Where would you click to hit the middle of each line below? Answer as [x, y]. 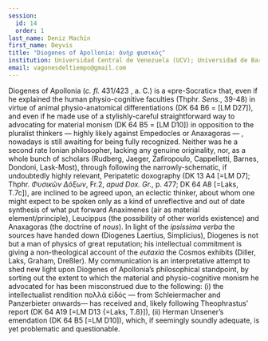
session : [23, 16]
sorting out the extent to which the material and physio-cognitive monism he [134, 278]
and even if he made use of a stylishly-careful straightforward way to [122, 116]
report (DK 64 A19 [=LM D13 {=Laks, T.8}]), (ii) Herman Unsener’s [116, 311]
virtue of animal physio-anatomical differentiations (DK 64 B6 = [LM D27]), [131, 107]
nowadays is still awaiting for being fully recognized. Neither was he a [123, 142]
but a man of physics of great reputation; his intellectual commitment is [125, 243]
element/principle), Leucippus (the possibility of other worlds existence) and [134, 218]
